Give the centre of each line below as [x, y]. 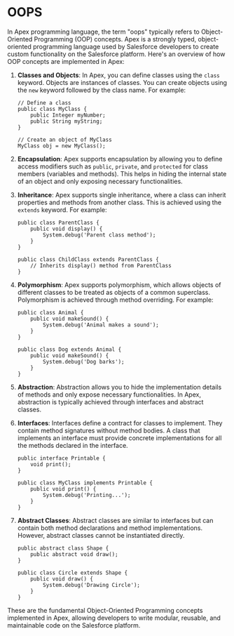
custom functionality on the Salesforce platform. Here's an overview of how [116, 54]
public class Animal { [50, 312]
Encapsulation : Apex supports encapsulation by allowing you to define [120, 159]
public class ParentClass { [58, 223]
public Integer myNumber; [68, 115]
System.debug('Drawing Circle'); [91, 585]
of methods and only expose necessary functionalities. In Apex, [109, 395]
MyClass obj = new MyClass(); [62, 146]
